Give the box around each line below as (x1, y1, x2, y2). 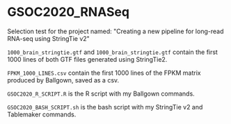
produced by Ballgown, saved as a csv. (7, 76, 120, 84)
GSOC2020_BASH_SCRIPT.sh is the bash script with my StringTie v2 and (7, 103, 203, 111)
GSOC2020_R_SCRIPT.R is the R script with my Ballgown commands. (7, 89, 195, 98)
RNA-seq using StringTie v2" (7, 34, 90, 42)
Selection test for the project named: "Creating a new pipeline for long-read (7, 27, 224, 35)
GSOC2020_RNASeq (7, 4, 130, 20)
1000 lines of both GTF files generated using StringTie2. (7, 55, 168, 63)
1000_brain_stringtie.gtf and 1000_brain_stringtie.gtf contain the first (7, 48, 218, 56)
